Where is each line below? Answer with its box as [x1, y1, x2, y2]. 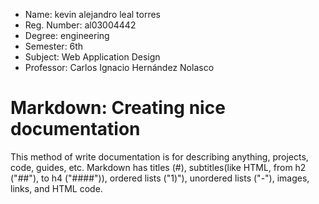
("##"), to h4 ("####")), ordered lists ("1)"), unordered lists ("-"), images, [10, 172, 310, 184]
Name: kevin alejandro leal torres [24, 9, 162, 20]
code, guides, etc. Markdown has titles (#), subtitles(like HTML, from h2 [10, 161, 307, 173]
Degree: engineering [24, 30, 110, 41]
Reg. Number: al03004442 [24, 19, 137, 31]
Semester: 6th [24, 40, 84, 52]
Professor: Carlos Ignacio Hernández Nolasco [24, 62, 215, 73]
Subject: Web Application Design [24, 51, 161, 63]
